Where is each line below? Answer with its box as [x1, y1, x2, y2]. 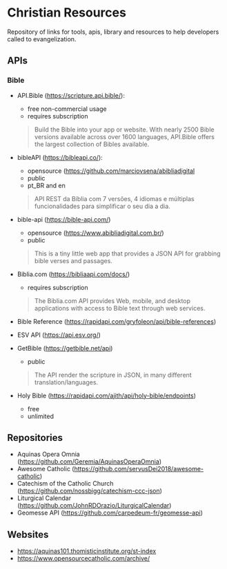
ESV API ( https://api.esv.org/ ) [17, 331, 101, 339]
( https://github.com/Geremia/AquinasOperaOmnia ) [17, 457, 162, 466]
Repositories [7, 432, 63, 444]
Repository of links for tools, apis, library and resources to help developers [7, 28, 219, 36]
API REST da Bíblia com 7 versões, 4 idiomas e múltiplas [34, 194, 195, 203]
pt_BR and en [27, 181, 66, 189]
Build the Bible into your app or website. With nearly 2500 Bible [34, 125, 215, 134]
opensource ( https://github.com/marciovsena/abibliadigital [27, 167, 195, 175]
